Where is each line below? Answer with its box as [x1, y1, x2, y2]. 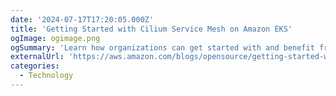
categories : [10, 61, 60, 71]
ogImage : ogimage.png [10, 33, 101, 43]
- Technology [19, 71, 74, 81]
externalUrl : [10, 52, 65, 62]
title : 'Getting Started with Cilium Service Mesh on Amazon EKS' [10, 24, 293, 34]
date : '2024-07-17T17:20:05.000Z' [10, 14, 155, 25]
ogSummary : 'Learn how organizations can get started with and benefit [10, 42, 315, 53]
